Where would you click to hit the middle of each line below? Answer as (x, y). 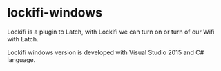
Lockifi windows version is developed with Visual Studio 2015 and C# (106, 52)
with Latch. (23, 39)
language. (21, 59)
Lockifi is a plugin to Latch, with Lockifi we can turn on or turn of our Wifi (111, 32)
